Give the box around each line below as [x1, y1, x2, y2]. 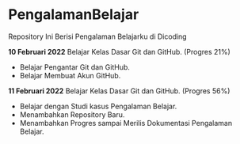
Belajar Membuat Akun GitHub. [19, 70, 121, 80]
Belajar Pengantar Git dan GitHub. [19, 62, 131, 72]
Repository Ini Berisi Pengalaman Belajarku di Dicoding [8, 32, 188, 41]
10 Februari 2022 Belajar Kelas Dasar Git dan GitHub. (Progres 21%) [8, 47, 231, 56]
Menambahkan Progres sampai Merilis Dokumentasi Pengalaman [19, 118, 232, 127]
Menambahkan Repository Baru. [19, 109, 125, 119]
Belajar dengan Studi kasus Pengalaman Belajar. [19, 101, 177, 111]
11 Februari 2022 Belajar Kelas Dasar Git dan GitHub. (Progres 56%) [8, 85, 230, 96]
